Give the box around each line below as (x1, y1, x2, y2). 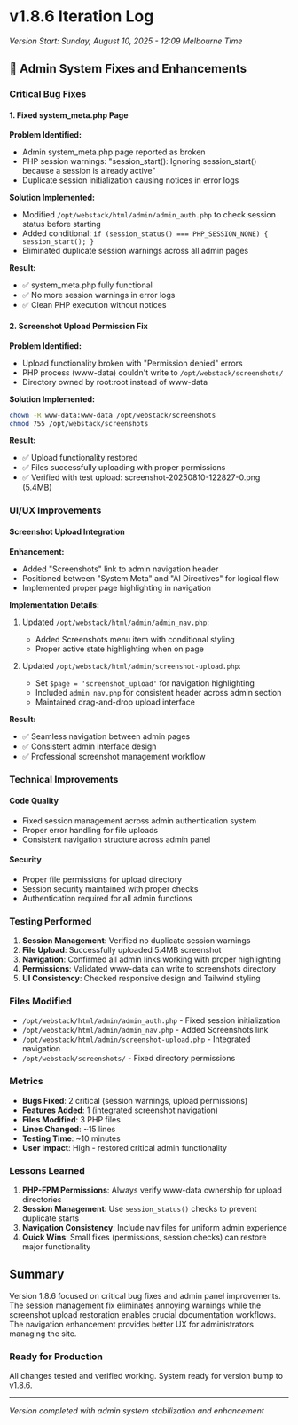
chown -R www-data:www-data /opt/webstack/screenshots (9, 411, 216, 420)
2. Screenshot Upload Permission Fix (9, 321, 148, 332)
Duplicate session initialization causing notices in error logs (21, 175, 239, 185)
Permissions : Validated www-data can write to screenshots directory (21, 964, 277, 974)
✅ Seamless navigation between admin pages (21, 730, 191, 742)
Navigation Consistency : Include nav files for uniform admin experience (21, 1223, 288, 1233)
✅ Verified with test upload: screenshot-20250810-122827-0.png (21, 472, 261, 483)
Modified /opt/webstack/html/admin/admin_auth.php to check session (21, 209, 277, 220)
